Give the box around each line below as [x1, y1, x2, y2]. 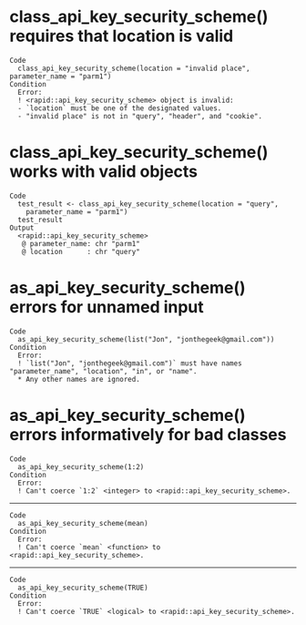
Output [9, 223, 35, 232]
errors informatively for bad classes [9, 425, 287, 445]
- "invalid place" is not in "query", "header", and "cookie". [17, 111, 262, 120]
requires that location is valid [9, 26, 234, 46]
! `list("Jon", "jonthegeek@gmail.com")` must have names [17, 358, 243, 368]
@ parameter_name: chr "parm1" [21, 239, 141, 248]
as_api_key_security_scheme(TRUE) [17, 583, 148, 592]
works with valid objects [9, 161, 199, 182]
